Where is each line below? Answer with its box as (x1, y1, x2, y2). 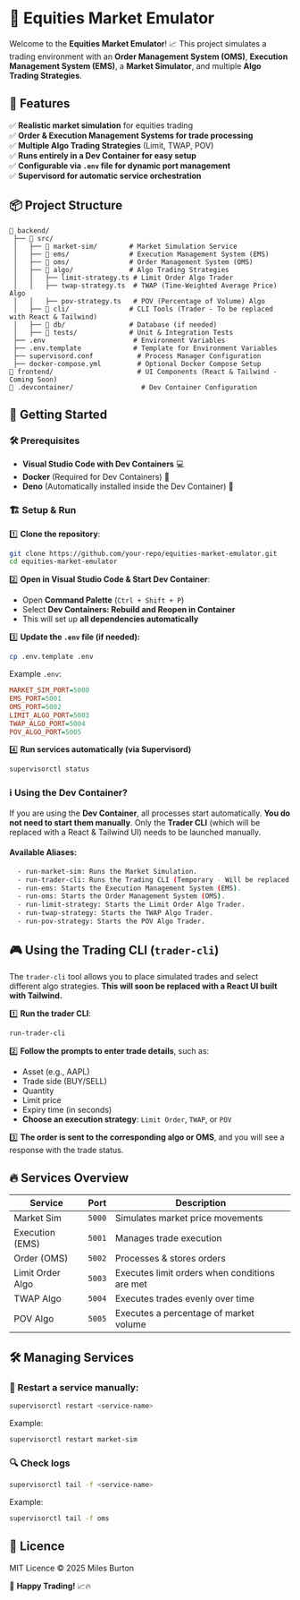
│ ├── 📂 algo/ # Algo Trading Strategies (12, 265, 229, 274)
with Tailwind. (9, 989, 62, 1001)
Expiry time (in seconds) (21, 1104, 112, 1115)
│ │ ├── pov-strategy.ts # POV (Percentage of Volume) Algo (12, 296, 266, 305)
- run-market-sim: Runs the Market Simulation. (17, 867, 198, 876)
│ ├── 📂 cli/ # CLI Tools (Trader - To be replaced (12, 304, 274, 313)
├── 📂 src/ (12, 234, 54, 243)
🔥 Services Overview (9, 1170, 129, 1185)
